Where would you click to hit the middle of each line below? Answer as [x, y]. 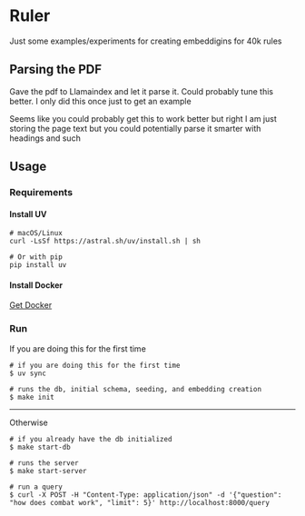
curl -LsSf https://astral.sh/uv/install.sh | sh [105, 242]
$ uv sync [28, 373]
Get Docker [31, 305]
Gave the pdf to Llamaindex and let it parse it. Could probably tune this [142, 91]
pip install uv [38, 265]
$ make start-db [40, 447]
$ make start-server [49, 471]
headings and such [45, 138]
